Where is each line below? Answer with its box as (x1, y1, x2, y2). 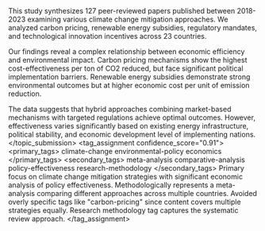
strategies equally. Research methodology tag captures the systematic (8, 206, 240, 215)
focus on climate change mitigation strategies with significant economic (8, 172, 244, 181)
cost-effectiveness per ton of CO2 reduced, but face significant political (8, 64, 244, 73)
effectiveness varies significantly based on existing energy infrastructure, (8, 121, 249, 130)
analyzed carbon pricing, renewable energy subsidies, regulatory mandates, (8, 23, 258, 33)
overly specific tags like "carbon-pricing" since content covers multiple (8, 197, 241, 206)
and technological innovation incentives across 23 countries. (8, 32, 207, 40)
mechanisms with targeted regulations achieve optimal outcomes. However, (8, 113, 256, 122)
